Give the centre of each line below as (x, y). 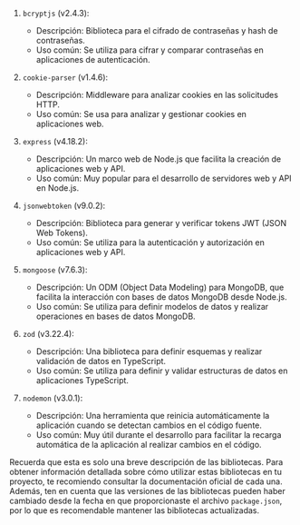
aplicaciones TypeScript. (82, 380)
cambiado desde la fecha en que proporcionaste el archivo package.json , (146, 500)
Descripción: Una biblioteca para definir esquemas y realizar (149, 352)
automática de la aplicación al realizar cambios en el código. (149, 445)
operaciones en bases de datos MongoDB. (116, 316)
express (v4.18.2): (55, 141)
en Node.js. (58, 188)
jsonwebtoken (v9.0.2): (64, 205)
